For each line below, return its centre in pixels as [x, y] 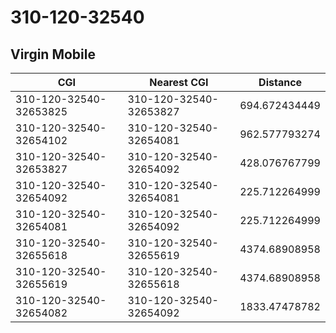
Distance [280, 82]
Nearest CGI [179, 82]
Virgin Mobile [53, 54]
